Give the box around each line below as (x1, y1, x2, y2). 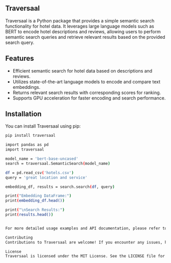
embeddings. (12, 84, 41, 90)
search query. (5, 39, 35, 45)
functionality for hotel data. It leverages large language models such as (5, 23, 154, 29)
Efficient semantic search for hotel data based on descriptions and (12, 67, 153, 74)
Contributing (5, 235, 33, 240)
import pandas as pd (5, 142, 49, 148)
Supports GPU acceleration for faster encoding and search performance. (12, 94, 166, 101)
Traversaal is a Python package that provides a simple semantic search (5, 17, 155, 23)
